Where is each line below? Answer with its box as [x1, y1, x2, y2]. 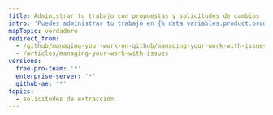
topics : [8, 87, 35, 96]
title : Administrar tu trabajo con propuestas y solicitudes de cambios [8, 11, 260, 20]
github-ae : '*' [15, 79, 67, 87]
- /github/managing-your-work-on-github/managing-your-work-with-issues [15, 42, 267, 50]
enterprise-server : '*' [15, 72, 96, 80]
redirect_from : [8, 34, 60, 43]
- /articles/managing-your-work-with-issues [15, 49, 169, 57]
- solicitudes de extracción [15, 95, 115, 103]
